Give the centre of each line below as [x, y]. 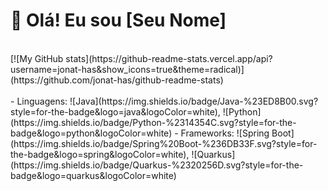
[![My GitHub [37, 58]
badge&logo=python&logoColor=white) [91, 133]
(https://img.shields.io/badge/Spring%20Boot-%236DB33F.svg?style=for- [164, 143]
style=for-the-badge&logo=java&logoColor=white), [115, 111]
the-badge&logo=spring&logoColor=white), [100, 154]
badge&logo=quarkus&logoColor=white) [93, 175]
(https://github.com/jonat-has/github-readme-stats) [117, 80]
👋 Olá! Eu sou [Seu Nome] [118, 20]
